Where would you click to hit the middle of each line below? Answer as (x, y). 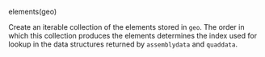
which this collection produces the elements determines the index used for (132, 36)
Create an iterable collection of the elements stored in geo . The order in (126, 27)
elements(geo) (33, 12)
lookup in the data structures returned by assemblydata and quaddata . (123, 44)
